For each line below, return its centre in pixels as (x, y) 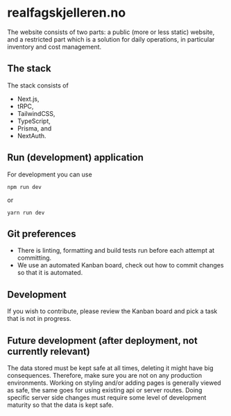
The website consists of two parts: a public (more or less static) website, (111, 32)
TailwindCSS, (36, 113)
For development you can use (50, 174)
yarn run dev (26, 213)
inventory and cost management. (54, 47)
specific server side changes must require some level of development (107, 398)
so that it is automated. (50, 273)
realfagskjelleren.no (67, 13)
